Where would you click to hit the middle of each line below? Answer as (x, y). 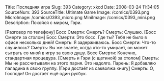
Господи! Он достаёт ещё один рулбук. (46, 73)
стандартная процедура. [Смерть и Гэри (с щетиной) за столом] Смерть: (82, 58)
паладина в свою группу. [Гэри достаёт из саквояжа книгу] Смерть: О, (80, 68)
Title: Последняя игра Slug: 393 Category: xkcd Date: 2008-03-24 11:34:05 (82, 7)
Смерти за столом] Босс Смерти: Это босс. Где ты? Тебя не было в (76, 37)
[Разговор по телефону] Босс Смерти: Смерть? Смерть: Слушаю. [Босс (81, 32)
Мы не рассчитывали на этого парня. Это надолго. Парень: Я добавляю (81, 63)
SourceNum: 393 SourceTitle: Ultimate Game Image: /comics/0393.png (77, 12)
